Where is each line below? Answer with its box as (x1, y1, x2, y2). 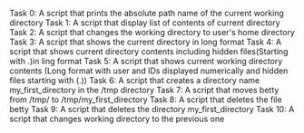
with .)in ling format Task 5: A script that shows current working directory (9, 56, 283, 66)
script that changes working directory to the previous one (9, 113, 225, 124)
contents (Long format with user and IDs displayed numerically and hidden (9, 65, 289, 76)
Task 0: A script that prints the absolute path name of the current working (9, 8, 284, 18)
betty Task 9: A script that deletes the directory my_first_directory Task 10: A (9, 104, 295, 114)
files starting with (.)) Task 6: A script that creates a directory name (9, 75, 260, 85)
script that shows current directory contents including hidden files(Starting (9, 46, 289, 57)
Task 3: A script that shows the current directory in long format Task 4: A (9, 36, 282, 47)
